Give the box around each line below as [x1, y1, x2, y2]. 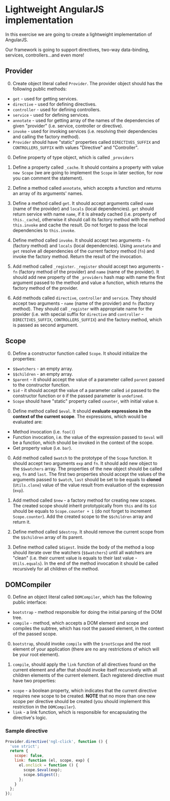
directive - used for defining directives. [12, 101, 97, 107]
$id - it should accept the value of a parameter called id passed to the [12, 387, 160, 393]
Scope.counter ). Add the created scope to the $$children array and [12, 513, 153, 520]
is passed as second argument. [12, 322, 79, 328]
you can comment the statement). [12, 175, 84, 181]
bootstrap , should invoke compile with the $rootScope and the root [12, 641, 151, 647]
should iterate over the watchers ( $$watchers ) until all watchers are [12, 549, 152, 555]
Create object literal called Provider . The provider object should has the [12, 80, 163, 86]
